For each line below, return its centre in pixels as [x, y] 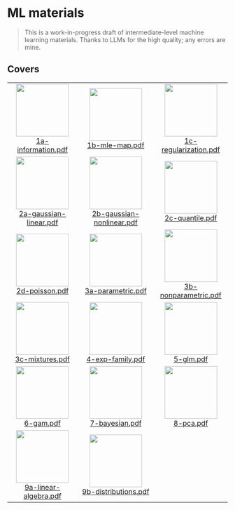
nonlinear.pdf [115, 222]
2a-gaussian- [42, 213]
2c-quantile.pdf [191, 217]
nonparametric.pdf [191, 295]
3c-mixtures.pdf [42, 359]
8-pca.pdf [191, 423]
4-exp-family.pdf [116, 359]
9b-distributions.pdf [116, 491]
